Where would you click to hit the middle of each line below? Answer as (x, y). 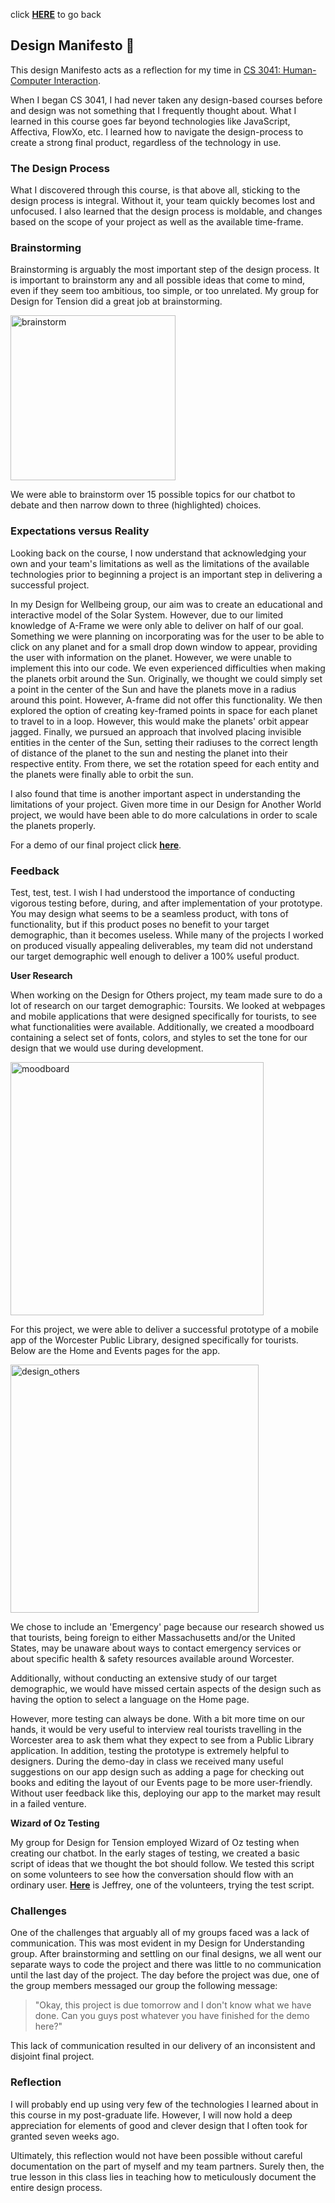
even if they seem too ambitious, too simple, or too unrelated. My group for (165, 291)
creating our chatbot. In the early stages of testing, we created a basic (155, 1853)
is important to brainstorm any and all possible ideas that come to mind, (158, 280)
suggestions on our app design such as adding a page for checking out (157, 1772)
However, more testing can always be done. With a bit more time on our (158, 1718)
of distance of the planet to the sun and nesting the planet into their (149, 753)
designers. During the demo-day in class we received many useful (147, 1761)
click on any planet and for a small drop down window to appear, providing (164, 646)
